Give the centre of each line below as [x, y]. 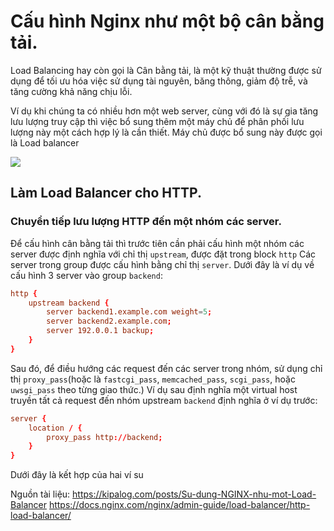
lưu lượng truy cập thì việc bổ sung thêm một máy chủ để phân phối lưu [157, 121]
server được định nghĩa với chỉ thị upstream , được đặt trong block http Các [163, 254]
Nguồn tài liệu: [40, 494]
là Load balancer [45, 142]
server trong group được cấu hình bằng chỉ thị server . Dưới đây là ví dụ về [162, 264]
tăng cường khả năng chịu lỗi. [71, 91]
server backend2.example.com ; [109, 321]
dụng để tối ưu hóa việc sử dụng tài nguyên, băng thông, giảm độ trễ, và [159, 81]
